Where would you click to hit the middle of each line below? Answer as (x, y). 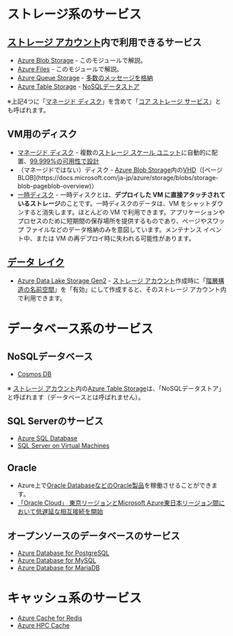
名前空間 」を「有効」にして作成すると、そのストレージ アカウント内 (128, 289)
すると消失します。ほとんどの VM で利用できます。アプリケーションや (124, 212)
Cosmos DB (35, 374)
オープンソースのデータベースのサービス (93, 536)
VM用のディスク (42, 134)
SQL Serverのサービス (55, 421)
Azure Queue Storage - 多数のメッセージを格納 (85, 78)
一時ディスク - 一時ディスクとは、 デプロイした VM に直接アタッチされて (121, 194)
